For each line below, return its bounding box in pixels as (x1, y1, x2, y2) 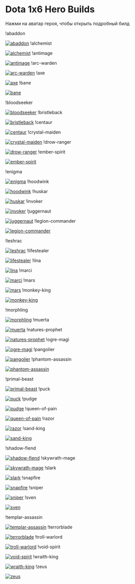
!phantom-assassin (31, 356, 72, 362)
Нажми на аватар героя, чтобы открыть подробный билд (5, 20, 130, 26)
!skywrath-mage (40, 455, 75, 461)
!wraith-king (33, 553, 59, 560)
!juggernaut (27, 208, 51, 214)
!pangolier (33, 346, 55, 352)
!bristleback (37, 109, 63, 115)
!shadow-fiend (5, 445, 36, 451)
